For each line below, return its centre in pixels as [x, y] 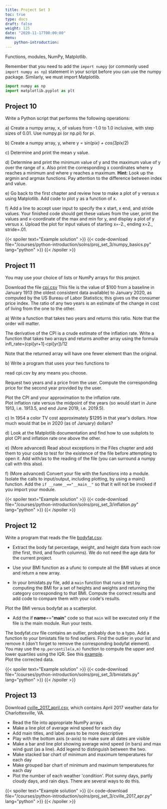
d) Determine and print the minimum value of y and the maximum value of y [83, 162]
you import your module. [30, 489]
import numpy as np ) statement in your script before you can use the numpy [83, 71]
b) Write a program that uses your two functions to [57, 363]
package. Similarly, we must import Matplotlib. [53, 77]
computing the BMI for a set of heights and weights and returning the [83, 587]
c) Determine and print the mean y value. [47, 152]
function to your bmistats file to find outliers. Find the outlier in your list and [82, 638]
